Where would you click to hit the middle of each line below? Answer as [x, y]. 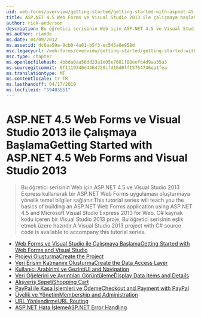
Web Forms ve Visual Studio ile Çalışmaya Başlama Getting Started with [102, 243]
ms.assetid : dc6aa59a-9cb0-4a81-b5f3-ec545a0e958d [71, 46]
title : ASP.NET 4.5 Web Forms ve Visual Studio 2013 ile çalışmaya [92, 17]
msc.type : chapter [29, 56]
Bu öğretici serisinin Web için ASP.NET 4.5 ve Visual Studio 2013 [100, 187]
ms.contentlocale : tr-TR [37, 79]
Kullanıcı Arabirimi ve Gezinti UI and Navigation [72, 269]
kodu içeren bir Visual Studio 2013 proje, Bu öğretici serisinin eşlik [102, 219]
